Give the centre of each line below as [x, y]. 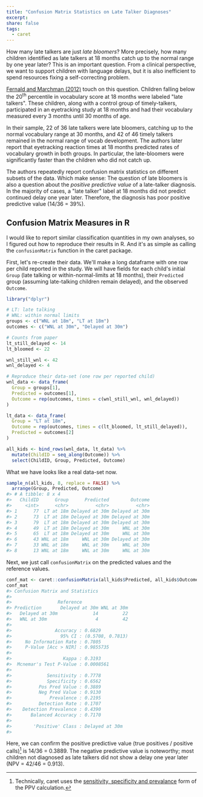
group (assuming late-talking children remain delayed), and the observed [97, 281]
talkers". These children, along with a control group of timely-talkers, [92, 103]
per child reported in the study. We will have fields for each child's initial [96, 268]
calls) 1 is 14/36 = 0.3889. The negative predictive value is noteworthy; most [100, 750]
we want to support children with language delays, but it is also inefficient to [101, 71]
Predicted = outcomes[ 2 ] [43, 433]
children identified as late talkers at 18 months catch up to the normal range [100, 58]
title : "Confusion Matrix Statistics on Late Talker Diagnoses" [89, 12]
